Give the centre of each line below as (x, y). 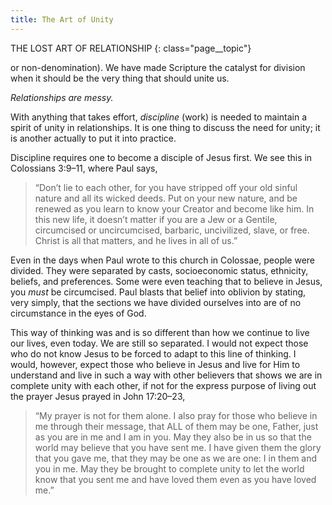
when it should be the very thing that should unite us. (120, 78)
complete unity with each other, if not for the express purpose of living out (163, 385)
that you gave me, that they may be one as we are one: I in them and (176, 458)
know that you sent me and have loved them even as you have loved (175, 479)
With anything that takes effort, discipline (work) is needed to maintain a (159, 117)
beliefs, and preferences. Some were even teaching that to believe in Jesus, (166, 281)
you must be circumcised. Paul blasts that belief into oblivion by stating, (158, 292)
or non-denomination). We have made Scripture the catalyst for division (158, 67)
